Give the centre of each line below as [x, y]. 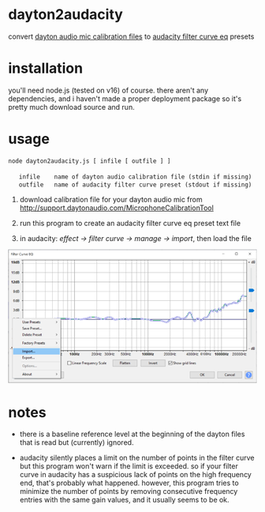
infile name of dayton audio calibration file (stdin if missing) [135, 177]
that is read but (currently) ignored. [77, 442]
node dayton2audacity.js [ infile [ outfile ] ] [90, 161]
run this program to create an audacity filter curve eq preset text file [130, 223]
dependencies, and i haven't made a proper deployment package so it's [125, 98]
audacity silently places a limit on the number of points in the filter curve [137, 458]
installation [46, 68]
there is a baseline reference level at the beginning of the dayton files [132, 434]
